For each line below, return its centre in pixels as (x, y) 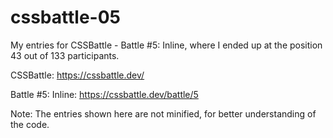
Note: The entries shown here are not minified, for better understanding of (163, 113)
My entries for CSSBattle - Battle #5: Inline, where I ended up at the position (166, 45)
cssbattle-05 (65, 17)
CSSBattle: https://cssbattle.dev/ (77, 75)
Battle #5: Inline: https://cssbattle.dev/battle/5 (104, 94)
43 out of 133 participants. (65, 55)
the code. (30, 124)
